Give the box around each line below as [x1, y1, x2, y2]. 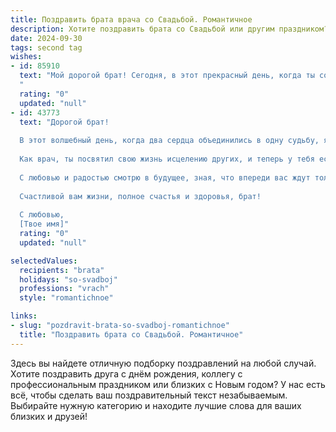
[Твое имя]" [19, 219, 70, 230]
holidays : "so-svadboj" [19, 274, 118, 285]
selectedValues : [10, 256, 78, 266]
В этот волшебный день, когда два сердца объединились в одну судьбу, [19, 136, 320, 146]
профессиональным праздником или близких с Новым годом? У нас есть [10, 378, 326, 390]
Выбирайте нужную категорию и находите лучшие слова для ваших [10, 399, 302, 411]
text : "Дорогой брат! [19, 117, 110, 127]
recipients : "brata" [19, 265, 105, 275]
